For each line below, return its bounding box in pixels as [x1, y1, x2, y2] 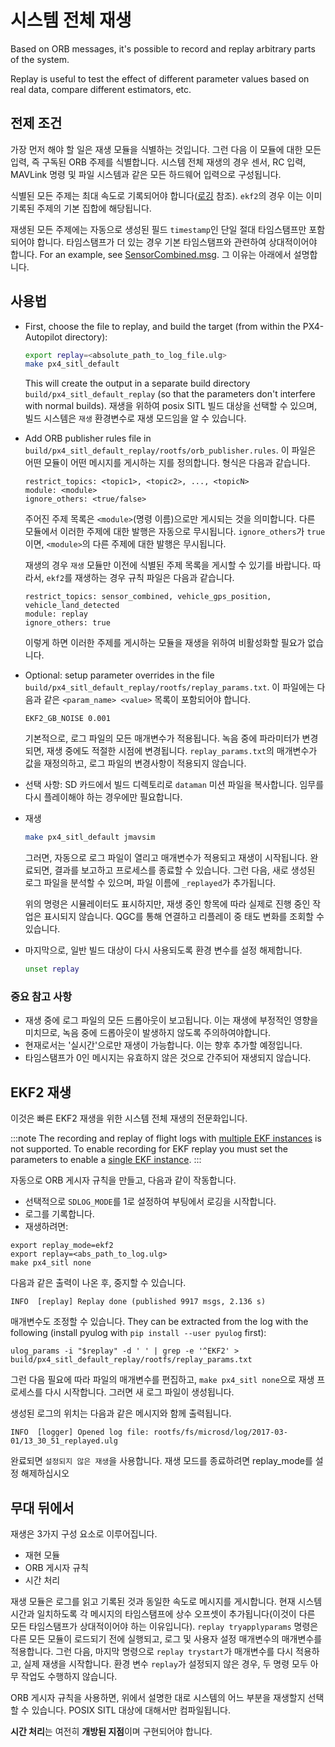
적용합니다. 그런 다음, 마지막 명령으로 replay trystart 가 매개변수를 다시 [10, 1645, 294, 1657]
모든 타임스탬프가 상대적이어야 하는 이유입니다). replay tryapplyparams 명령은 [10, 1620, 319, 1632]
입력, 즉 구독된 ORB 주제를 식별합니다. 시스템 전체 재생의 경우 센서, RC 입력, [10, 156, 307, 168]
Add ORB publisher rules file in [24, 432, 152, 445]
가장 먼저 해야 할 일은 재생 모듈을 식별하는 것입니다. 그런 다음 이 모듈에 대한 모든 [10, 143, 322, 155]
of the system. [10, 53, 70, 65]
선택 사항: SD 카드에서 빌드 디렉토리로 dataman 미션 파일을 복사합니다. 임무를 [24, 779, 325, 791]
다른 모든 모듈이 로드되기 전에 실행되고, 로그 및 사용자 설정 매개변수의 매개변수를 [10, 1632, 323, 1645]
